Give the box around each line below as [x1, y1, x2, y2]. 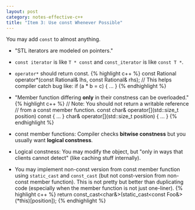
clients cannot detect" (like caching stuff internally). [14, 155, 141, 162]
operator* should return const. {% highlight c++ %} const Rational [14, 70, 177, 77]
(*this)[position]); [14, 197, 57, 204]
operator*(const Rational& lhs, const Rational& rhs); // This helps [14, 76, 172, 83]
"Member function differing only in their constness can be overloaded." [14, 94, 189, 101]
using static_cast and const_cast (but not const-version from [14, 172, 167, 179]
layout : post [6, 8, 38, 15]
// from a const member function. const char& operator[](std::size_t [14, 107, 179, 114]
